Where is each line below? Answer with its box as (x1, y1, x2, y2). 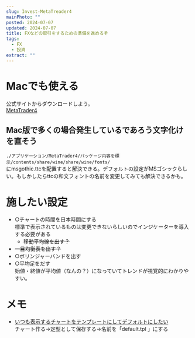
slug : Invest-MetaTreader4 (6, 8, 72, 15)
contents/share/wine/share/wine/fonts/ (13, 159, 110, 165)
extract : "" (6, 52, 35, 58)
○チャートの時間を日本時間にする (14, 216, 97, 223)
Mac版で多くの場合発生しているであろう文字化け (6, 125, 184, 135)
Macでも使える (6, 79, 79, 93)
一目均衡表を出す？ (14, 245, 61, 253)
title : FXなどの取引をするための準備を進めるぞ (6, 31, 108, 36)
